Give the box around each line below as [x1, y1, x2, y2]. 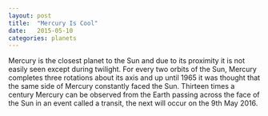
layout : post [8, 11, 52, 20]
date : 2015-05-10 [8, 26, 74, 34]
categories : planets [8, 34, 78, 42]
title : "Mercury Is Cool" [8, 19, 98, 27]
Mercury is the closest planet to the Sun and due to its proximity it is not [8, 56, 246, 66]
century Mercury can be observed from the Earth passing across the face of [8, 90, 260, 100]
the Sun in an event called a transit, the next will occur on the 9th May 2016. [8, 98, 258, 108]
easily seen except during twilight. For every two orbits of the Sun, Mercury [8, 65, 258, 74]
